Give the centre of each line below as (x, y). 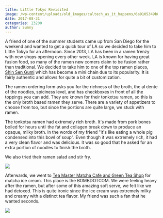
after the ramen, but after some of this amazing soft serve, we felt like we (78, 186)
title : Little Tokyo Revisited (37, 9)
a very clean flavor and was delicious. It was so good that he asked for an (79, 142)
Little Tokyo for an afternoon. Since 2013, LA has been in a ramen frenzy (77, 52)
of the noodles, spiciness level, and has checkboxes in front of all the (74, 92)
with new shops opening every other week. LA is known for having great (77, 57)
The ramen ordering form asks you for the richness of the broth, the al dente (81, 87)
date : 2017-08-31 (23, 18)
